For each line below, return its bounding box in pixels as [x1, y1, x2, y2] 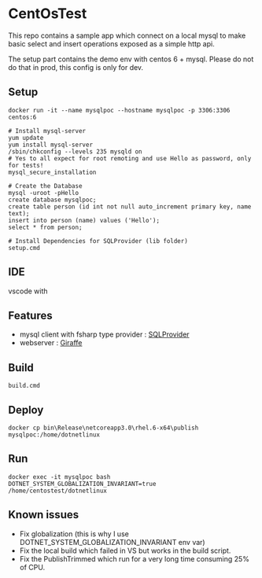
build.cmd [8, 382, 41, 390]
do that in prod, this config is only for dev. [8, 62, 144, 72]
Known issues [8, 508, 79, 521]
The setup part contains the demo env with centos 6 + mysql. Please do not [8, 54, 254, 64]
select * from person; [8, 223, 83, 231]
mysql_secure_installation [8, 168, 97, 176]
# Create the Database [8, 182, 83, 190]
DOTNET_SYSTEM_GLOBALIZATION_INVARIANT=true [8, 480, 157, 488]
